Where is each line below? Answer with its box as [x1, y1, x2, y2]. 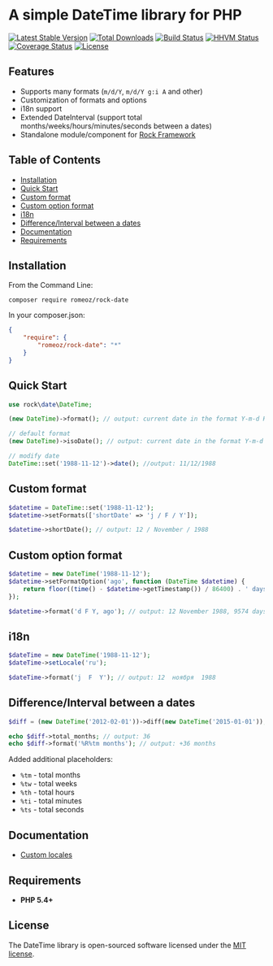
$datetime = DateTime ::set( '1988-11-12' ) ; [8, 503, 154, 511]
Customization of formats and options [19, 95, 148, 105]
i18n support [19, 103, 63, 113]
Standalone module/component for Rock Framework [19, 129, 197, 139]
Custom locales [19, 850, 73, 859]
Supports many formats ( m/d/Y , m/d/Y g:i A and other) [19, 86, 203, 96]
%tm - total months [19, 770, 81, 780]
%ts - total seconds [19, 805, 84, 815]
